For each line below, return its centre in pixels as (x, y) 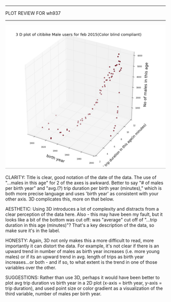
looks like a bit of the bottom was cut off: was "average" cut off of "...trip (81, 219)
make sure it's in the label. (33, 231)
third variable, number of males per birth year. (53, 293)
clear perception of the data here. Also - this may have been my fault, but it (84, 214)
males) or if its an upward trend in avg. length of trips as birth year (75, 257)
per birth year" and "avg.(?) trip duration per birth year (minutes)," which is (83, 188)
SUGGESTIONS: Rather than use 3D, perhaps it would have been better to (83, 277)
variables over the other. (31, 267)
